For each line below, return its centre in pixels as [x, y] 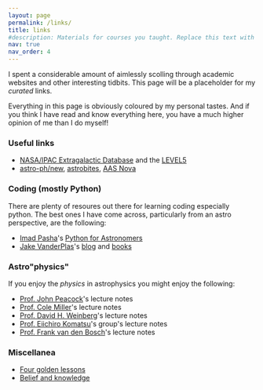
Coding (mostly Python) [55, 189]
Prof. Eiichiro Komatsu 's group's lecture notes [93, 323]
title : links [29, 30]
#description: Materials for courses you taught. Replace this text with [131, 37]
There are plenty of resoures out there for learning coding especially [119, 206]
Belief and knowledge [55, 378]
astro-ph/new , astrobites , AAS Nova [77, 169]
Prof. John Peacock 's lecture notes [76, 298]
